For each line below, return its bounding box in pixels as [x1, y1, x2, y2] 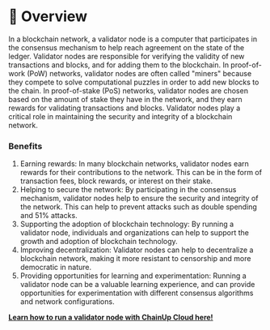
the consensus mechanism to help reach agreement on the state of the [8, 42, 245, 52]
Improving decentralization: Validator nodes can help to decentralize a [19, 245, 254, 255]
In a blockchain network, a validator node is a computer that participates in [8, 34, 257, 44]
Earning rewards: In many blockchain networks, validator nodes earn [19, 159, 249, 169]
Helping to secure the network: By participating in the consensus [19, 185, 237, 195]
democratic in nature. [19, 263, 92, 272]
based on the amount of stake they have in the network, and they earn [8, 94, 243, 104]
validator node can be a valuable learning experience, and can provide [19, 280, 255, 289]
